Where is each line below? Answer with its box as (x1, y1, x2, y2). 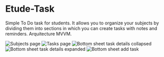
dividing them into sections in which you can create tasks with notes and (5, 25, 157, 31)
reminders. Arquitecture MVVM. (5, 31, 72, 37)
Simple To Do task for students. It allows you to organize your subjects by (5, 20, 159, 26)
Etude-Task (5, 3, 55, 15)
